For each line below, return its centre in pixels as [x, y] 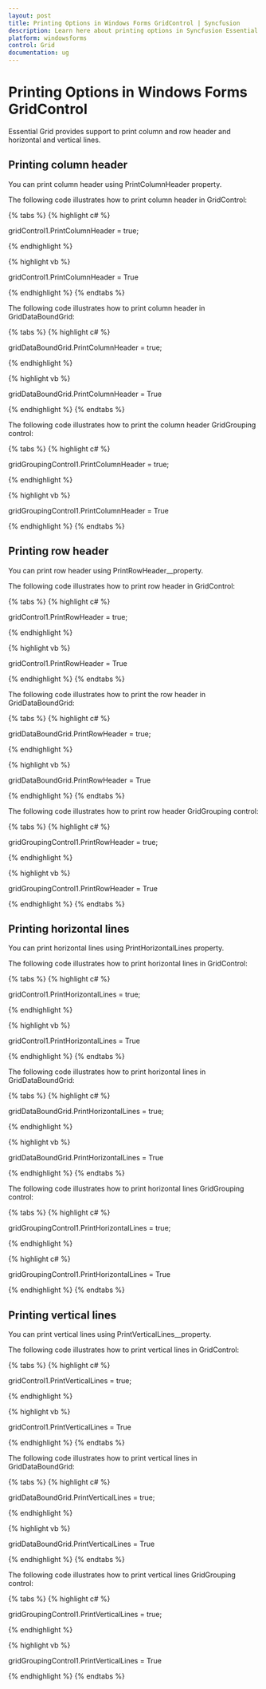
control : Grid [32, 46]
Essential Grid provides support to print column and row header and [119, 131]
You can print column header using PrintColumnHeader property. [115, 184]
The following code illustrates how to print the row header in [107, 694]
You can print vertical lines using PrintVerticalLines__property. [110, 1334]
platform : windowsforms [48, 38]
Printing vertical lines [63, 1315]
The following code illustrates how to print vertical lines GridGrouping [122, 1575]
